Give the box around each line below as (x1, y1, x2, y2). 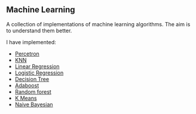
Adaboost (14, 82, 39, 89)
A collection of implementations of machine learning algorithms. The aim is (6, 20, 191, 27)
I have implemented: (6, 38, 57, 45)
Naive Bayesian (14, 101, 53, 108)
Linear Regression (14, 63, 60, 70)
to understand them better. (6, 27, 72, 34)
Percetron (14, 50, 40, 57)
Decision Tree (14, 75, 50, 82)
